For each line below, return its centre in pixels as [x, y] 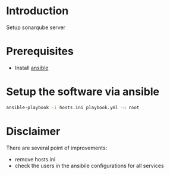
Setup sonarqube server [36, 27]
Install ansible [32, 68]
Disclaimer [33, 131]
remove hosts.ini [35, 159]
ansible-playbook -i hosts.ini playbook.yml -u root [73, 107]
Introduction [37, 11]
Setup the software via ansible [83, 92]
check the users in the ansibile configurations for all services [89, 166]
